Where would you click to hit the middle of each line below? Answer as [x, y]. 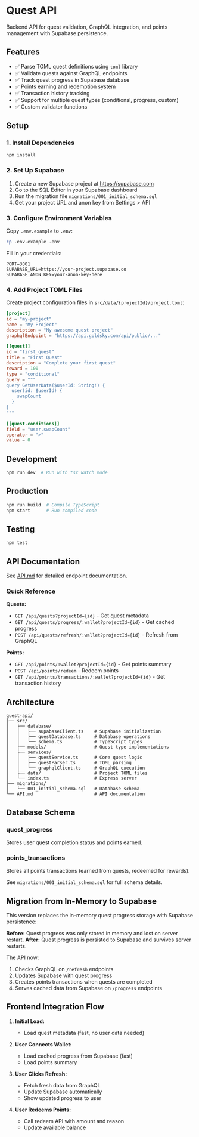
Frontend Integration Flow [55, 1007]
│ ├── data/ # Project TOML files [77, 773]
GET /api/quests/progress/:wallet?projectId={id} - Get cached [94, 622]
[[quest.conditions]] [33, 424]
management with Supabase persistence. [57, 33]
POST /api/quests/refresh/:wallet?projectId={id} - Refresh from [96, 635]
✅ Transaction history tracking [52, 93]
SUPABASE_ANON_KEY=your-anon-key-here [54, 274]
